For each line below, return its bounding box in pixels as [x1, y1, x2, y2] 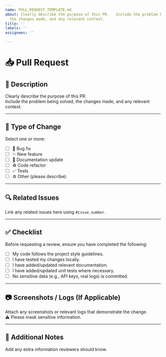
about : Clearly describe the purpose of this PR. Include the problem [5, 12, 158, 17]
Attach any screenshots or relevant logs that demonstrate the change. [5, 308, 148, 315]
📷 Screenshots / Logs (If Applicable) [5, 293, 121, 301]
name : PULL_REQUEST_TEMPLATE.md [5, 7, 72, 12]
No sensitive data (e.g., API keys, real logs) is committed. [12, 273, 128, 279]
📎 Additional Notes [5, 333, 64, 342]
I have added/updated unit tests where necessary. [12, 268, 115, 273]
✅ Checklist [5, 228, 42, 237]
